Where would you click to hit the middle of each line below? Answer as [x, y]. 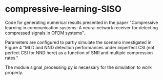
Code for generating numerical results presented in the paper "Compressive [81, 22]
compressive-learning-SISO [63, 9]
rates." [12, 58]
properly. [14, 72]
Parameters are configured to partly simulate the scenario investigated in [78, 42]
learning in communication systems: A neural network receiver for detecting [81, 27]
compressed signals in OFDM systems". [45, 33]
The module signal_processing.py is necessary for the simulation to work [79, 67]
